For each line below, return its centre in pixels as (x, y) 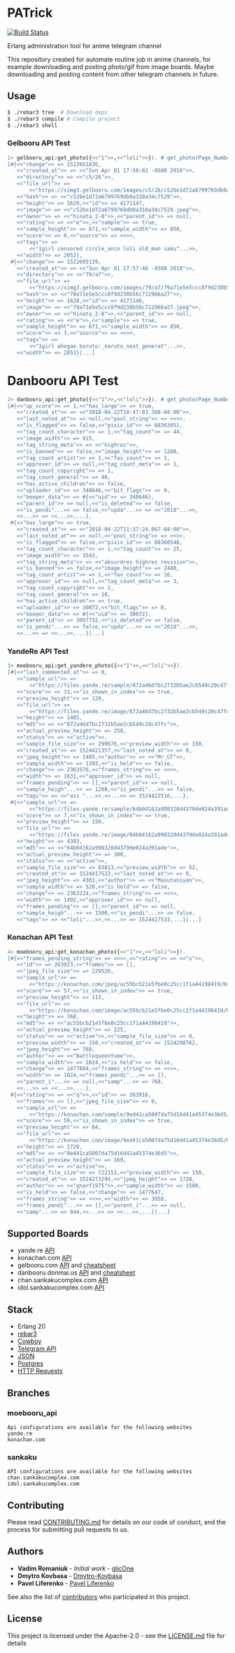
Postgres (30, 1364)
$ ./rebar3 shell (33, 125)
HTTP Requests (40, 1371)
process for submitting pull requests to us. (68, 1530)
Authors (26, 1551)
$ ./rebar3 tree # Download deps (58, 112)
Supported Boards (48, 1233)
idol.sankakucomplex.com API (61, 1287)
